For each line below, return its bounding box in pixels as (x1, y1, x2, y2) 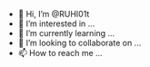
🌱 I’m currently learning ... (17, 28, 115, 38)
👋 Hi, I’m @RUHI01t (17, 9, 90, 19)
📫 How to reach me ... (17, 48, 103, 58)
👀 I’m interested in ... (17, 18, 95, 29)
